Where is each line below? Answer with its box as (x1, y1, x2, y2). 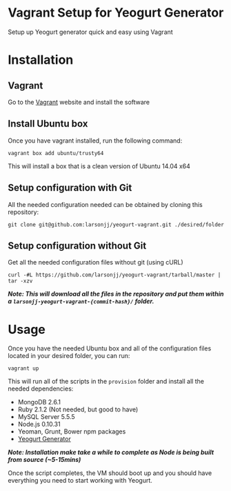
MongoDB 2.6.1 (17, 398, 61, 407)
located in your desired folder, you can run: (8, 352, 130, 360)
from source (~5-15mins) (8, 456, 81, 464)
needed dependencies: (8, 384, 74, 393)
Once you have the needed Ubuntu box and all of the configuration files (8, 344, 212, 352)
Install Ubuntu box (8, 118, 88, 130)
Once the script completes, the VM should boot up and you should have (8, 469, 212, 477)
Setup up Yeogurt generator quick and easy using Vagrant (8, 28, 173, 36)
